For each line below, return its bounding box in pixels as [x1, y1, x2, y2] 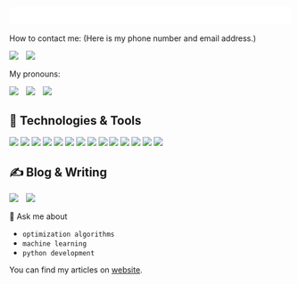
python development [21, 248, 95, 257]
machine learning [21, 239, 87, 248]
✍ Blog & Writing [9, 165, 107, 180]
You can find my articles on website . [9, 264, 143, 275]
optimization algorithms [21, 230, 115, 239]
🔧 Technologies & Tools [9, 113, 142, 128]
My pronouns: [9, 69, 61, 79]
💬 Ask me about [9, 211, 68, 222]
